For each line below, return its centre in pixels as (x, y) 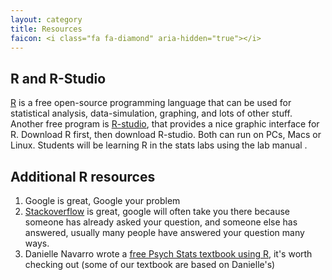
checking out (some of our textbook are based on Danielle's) (150, 264)
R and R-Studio (58, 78)
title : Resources (46, 29)
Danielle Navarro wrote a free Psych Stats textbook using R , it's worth (168, 254)
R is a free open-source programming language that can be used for (151, 103)
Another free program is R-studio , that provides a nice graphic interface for (165, 124)
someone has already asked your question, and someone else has (161, 222)
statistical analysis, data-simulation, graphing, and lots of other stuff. (151, 113)
